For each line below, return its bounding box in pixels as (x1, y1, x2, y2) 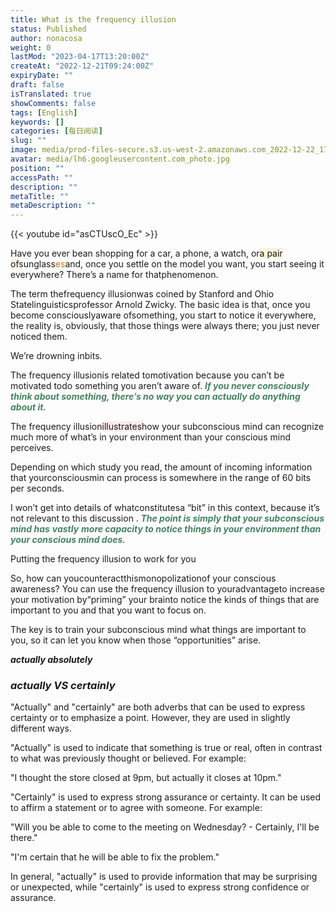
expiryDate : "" (10, 71, 74, 81)
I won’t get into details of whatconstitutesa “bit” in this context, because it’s (10, 502, 320, 514)
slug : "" (10, 136, 47, 146)
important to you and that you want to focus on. (10, 604, 207, 616)
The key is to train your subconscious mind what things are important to (10, 624, 307, 636)
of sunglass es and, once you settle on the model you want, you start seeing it (10, 258, 325, 270)
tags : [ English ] (10, 107, 78, 118)
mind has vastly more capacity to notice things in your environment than (10, 523, 322, 535)
